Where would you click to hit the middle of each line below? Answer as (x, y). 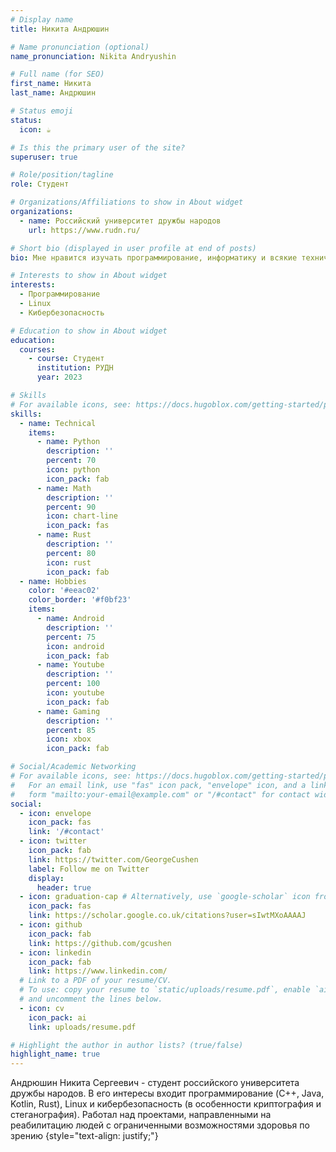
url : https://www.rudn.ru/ (84, 230)
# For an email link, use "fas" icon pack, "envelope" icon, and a (158, 785)
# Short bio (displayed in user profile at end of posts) (133, 248)
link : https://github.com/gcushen (100, 943)
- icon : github (51, 925)
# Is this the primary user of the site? (98, 147)
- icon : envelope (55, 813)
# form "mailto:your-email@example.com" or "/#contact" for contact (160, 794)
